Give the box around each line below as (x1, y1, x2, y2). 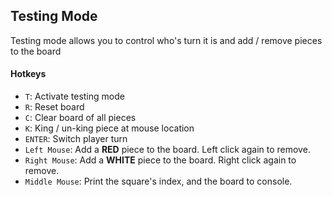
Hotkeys (10, 68, 47, 80)
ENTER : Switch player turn (24, 133, 128, 145)
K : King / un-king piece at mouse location (24, 122, 195, 134)
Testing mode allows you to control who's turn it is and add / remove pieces (10, 34, 323, 46)
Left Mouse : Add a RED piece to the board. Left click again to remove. (24, 144, 311, 156)
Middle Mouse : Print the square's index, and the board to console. (24, 175, 293, 188)
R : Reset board (24, 101, 85, 113)
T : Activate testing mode (24, 90, 125, 103)
